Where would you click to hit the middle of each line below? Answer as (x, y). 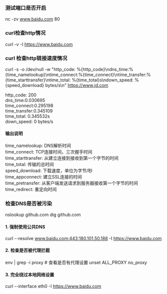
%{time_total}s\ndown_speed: (103, 80)
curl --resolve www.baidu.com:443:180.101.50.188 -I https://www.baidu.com (83, 238)
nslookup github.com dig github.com (43, 215)
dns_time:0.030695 (25, 100)
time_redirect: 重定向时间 (31, 189)
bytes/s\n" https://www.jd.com (76, 85)
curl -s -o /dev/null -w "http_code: (40, 69)
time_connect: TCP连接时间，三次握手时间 (49, 152)
